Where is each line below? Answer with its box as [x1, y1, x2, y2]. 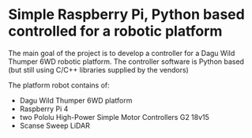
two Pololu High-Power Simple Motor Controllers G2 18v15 [19, 112, 209, 121]
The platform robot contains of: [8, 80, 111, 90]
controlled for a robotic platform [8, 22, 223, 40]
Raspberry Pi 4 [19, 104, 69, 114]
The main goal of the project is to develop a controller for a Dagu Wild [8, 48, 235, 58]
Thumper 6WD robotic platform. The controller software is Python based [8, 57, 245, 66]
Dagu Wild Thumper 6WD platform [19, 95, 133, 105]
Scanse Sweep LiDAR [19, 121, 91, 130]
